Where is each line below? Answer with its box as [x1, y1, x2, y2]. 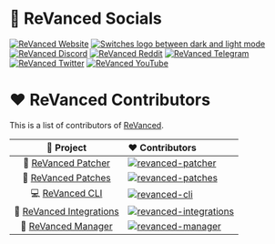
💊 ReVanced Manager [20, 219, 113, 232]
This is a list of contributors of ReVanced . [9, 119, 164, 130]
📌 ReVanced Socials [9, 8, 162, 29]
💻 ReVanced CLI [30, 187, 103, 199]
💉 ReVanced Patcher [22, 157, 111, 169]
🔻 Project [46, 141, 87, 154]
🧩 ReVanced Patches [22, 171, 111, 184]
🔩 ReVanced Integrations [14, 205, 120, 218]
